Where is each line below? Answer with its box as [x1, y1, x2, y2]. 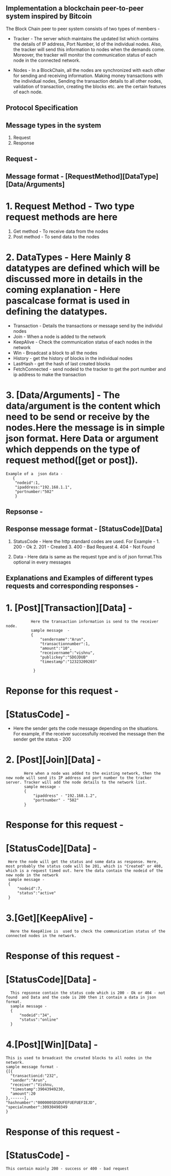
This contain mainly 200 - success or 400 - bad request [6, 1166, 129, 1171]
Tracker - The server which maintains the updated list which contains [13, 35, 159, 41]
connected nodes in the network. [6, 934, 77, 939]
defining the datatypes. [6, 306, 107, 317]
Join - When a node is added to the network [13, 333, 106, 339]
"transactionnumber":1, [40, 642, 91, 647]
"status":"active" [17, 891, 56, 896]
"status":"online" [19, 1017, 59, 1022]
